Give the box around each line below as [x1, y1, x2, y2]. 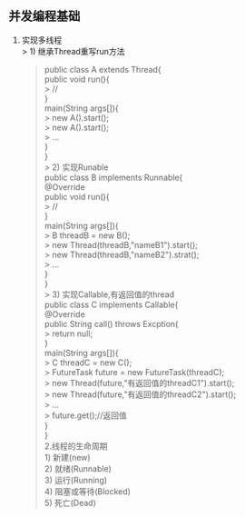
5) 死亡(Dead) [44, 497, 96, 508]
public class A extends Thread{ [44, 64, 162, 75]
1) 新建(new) [44, 452, 92, 462]
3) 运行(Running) [44, 474, 108, 485]
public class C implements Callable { [44, 299, 179, 310]
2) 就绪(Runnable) [44, 462, 113, 474]
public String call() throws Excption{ [44, 318, 179, 329]
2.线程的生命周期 [44, 440, 108, 452]
